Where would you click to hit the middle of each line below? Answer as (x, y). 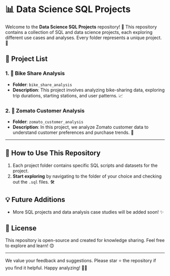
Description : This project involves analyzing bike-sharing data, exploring (89, 90)
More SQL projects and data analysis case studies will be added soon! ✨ (88, 212)
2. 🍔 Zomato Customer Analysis (45, 111)
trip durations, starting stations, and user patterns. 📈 (68, 95)
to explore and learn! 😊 (30, 246)
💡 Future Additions (35, 200)
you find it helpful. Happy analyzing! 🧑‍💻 (46, 268)
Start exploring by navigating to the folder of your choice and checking (87, 176)
